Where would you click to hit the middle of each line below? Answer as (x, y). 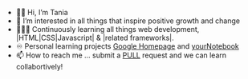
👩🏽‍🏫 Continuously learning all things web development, (108, 29)
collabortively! (39, 67)
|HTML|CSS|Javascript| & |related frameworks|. (95, 38)
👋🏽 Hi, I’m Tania (42, 12)
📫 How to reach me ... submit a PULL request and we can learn (121, 55)
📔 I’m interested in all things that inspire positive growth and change (128, 21)
